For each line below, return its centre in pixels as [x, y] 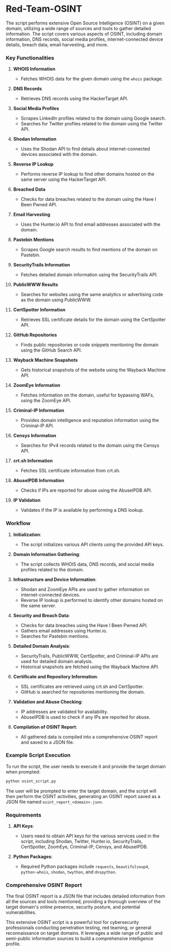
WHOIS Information [34, 69]
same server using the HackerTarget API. [64, 179]
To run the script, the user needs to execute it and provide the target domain [86, 766]
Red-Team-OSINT [44, 9]
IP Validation [27, 500]
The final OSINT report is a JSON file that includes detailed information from [85, 896]
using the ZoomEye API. [46, 401]
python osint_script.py [31, 781]
